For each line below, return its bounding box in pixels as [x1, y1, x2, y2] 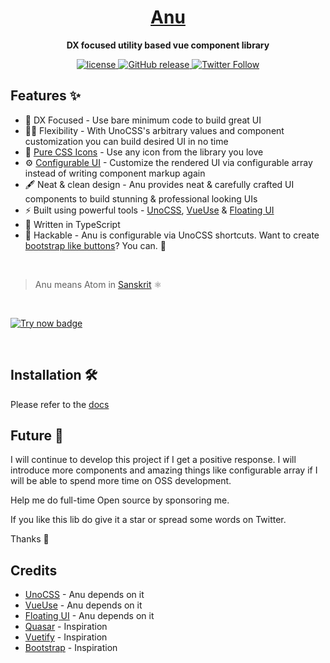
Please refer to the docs [10, 398, 110, 410]
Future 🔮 [10, 427, 64, 444]
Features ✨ [10, 87, 81, 105]
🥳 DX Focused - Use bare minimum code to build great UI [24, 114, 262, 126]
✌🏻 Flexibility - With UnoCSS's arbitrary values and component [24, 124, 285, 136]
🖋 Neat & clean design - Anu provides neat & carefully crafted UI [24, 178, 295, 190]
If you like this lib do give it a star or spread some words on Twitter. [10, 514, 287, 526]
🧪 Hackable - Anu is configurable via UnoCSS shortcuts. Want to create [24, 229, 320, 241]
